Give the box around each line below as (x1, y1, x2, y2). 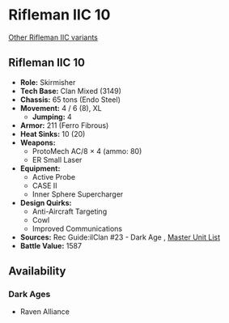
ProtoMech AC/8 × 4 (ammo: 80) (32, 146, 142, 155)
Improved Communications (32, 223, 123, 233)
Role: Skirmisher (19, 77, 76, 87)
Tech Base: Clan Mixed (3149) (19, 86, 121, 96)
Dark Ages (8, 289, 51, 300)
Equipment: (19, 164, 61, 173)
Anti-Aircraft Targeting (32, 206, 108, 216)
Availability (8, 265, 66, 278)
